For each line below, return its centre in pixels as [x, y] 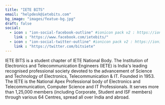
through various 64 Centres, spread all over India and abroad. [68, 97]
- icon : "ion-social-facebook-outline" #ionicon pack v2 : [72, 33]
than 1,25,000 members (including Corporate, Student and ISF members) [79, 92]
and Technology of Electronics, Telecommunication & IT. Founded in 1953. [80, 76]
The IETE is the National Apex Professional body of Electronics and [73, 81]
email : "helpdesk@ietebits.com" [38, 14]
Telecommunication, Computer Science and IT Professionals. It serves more [82, 86]
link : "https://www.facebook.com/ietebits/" [61, 37]
